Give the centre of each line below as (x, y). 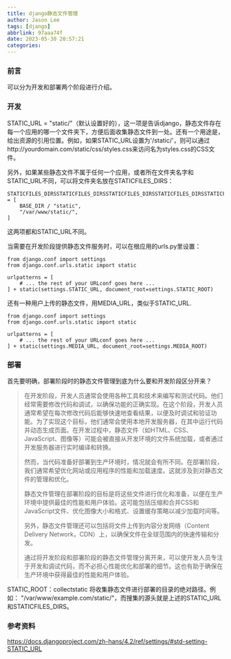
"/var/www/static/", (49, 212)
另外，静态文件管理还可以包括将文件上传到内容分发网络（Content (117, 525)
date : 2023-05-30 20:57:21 (46, 39)
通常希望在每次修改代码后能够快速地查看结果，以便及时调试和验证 (117, 412)
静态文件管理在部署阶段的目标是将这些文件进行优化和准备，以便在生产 (123, 494)
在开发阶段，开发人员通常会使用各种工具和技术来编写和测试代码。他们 (123, 395)
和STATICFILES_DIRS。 (40, 606)
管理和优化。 (54, 479)
